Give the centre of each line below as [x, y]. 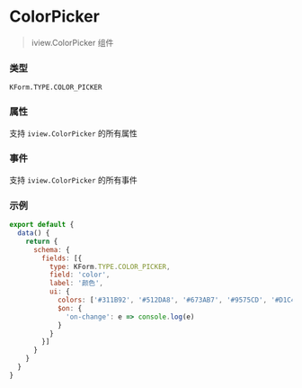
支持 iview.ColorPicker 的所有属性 [73, 133]
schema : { [51, 249]
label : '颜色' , [76, 284]
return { [42, 241]
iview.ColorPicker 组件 [72, 42]
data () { [34, 233]
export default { [42, 225]
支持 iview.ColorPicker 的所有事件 [73, 180]
